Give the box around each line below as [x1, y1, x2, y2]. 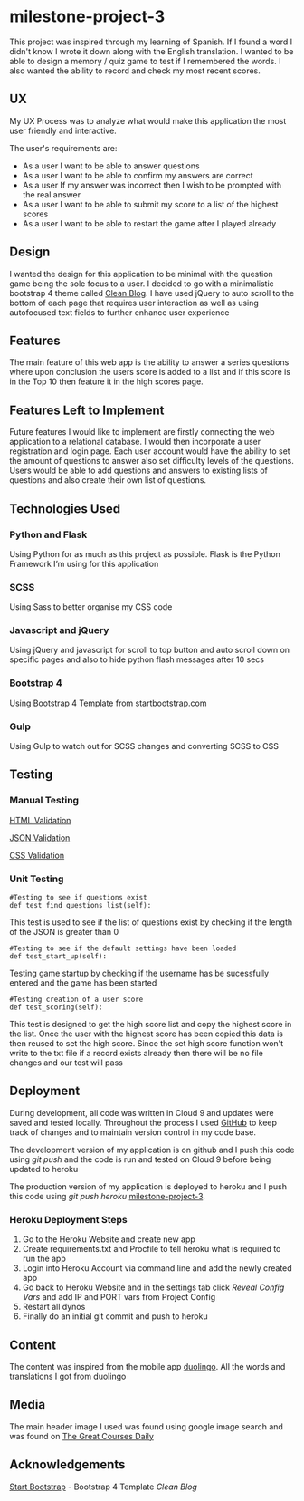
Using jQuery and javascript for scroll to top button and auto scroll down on [9, 645, 290, 656]
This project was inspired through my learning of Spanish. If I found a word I [9, 36, 293, 47]
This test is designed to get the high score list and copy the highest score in [9, 1019, 292, 1030]
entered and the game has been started [9, 977, 157, 988]
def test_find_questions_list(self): [9, 901, 152, 910]
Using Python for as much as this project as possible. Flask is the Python [9, 548, 280, 559]
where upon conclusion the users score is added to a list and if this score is [9, 367, 291, 378]
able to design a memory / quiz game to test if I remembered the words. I [9, 55, 282, 66]
